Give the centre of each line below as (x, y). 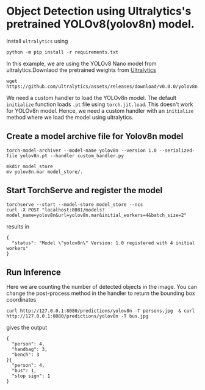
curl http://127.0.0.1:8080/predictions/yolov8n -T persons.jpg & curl (101, 311)
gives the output (27, 328)
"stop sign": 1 (31, 376)
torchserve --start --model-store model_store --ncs (75, 204)
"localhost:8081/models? (73, 210)
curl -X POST (23, 210)
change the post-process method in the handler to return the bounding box (101, 293)
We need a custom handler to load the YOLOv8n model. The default (92, 97)
